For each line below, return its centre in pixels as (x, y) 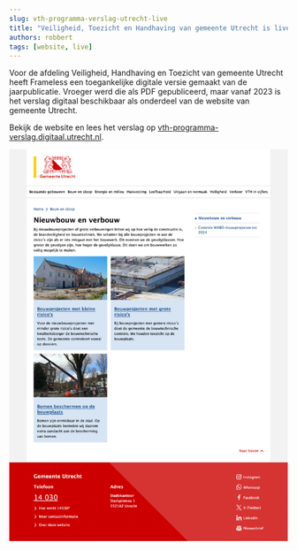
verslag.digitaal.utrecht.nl (55, 137)
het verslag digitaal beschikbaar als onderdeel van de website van (129, 101)
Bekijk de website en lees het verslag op (83, 127)
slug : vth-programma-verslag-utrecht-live (88, 19)
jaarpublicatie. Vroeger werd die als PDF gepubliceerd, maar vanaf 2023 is (145, 92)
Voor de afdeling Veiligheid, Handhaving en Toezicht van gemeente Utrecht (146, 73)
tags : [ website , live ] (51, 47)
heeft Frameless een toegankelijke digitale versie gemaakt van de (128, 82)
